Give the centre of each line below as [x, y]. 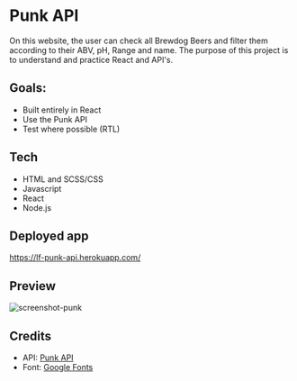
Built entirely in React [62, 110]
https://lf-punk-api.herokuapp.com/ [75, 258]
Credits [31, 336]
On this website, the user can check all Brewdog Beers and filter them [139, 41]
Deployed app [49, 236]
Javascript [42, 188]
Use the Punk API [55, 119]
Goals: [28, 88]
